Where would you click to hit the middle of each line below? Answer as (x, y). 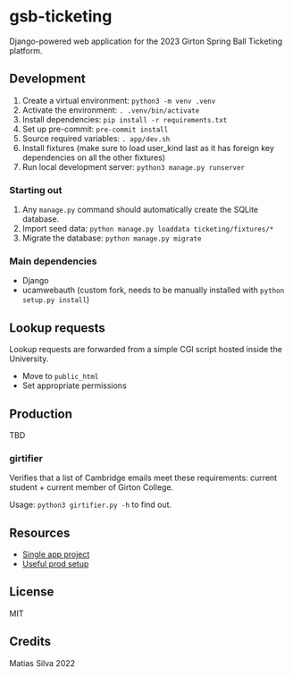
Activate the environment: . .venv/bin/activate (111, 110)
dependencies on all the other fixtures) (94, 157)
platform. (26, 50)
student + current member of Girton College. (92, 487)
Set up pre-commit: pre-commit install (95, 129)
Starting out (36, 190)
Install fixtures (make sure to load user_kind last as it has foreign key (148, 148)
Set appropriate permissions (74, 385)
